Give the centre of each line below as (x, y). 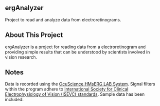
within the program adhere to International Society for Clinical (67, 89)
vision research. (21, 57)
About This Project (34, 35)
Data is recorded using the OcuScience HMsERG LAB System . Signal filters (80, 84)
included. (14, 100)
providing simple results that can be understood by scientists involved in (78, 52)
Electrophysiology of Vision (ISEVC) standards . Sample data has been (75, 94)
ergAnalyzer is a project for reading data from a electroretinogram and (75, 47)
